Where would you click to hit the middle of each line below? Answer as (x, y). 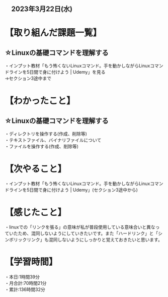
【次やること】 (36, 169)
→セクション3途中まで (28, 78)
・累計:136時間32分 (25, 289)
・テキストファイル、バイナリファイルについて (53, 140)
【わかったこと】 (40, 101)
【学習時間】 (31, 262)
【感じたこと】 (36, 212)
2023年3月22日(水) (42, 9)
